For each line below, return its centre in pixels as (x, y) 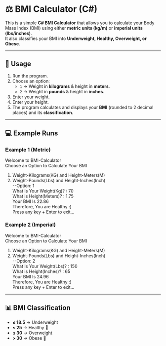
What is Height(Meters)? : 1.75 (43, 196)
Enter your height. (31, 102)
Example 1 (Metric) (28, 150)
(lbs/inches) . (19, 33)
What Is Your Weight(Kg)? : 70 (43, 191)
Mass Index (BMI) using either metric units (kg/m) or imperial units (74, 28)
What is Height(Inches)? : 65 (41, 271)
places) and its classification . (42, 113)
